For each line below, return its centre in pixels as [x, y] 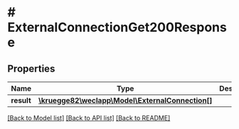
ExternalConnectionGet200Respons [117, 27]
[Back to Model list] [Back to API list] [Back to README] [89, 118]
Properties [31, 68]
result [21, 100]
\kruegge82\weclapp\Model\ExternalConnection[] [125, 100]
